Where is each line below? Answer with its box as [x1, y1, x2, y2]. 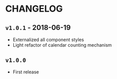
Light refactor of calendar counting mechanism [12, 42, 112, 48]
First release [12, 69, 39, 75]
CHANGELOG [5, 3, 63, 15]
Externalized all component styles [12, 36, 84, 43]
